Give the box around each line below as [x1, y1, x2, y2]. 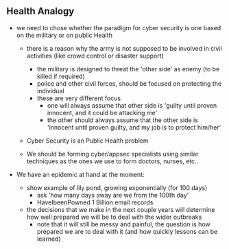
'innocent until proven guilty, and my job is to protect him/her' [47, 123, 221, 131]
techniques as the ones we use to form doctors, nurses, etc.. [26, 157, 199, 165]
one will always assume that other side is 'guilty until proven [47, 101, 217, 109]
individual [36, 86, 64, 95]
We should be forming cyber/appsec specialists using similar [26, 150, 199, 158]
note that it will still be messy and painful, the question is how [36, 220, 210, 228]
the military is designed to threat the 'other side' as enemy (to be [36, 64, 220, 73]
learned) [36, 235, 61, 243]
